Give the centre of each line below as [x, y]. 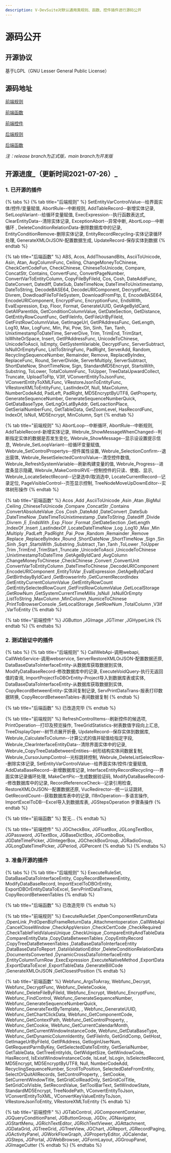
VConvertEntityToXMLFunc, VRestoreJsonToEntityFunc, [64, 382]
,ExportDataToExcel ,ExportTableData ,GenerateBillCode [64, 965]
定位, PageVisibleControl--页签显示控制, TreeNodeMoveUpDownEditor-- [86, 483]
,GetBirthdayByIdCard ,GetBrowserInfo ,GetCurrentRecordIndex [72, 577]
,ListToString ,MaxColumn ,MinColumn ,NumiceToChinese [66, 599]
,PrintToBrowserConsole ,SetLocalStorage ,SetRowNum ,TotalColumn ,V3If [84, 604]
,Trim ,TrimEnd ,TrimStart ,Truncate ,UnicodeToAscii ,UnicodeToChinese [81, 550]
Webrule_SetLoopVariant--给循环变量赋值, [56, 445]
